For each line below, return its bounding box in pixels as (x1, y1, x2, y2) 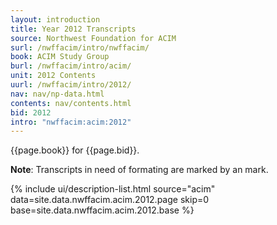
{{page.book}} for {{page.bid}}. (10, 144, 140, 156)
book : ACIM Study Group (10, 52, 110, 62)
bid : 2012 (10, 107, 52, 118)
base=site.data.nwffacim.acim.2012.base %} (10, 204, 195, 216)
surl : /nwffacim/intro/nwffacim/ (10, 42, 150, 53)
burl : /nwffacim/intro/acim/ (10, 61, 132, 71)
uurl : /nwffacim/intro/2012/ (10, 80, 132, 90)
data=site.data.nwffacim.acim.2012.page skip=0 (10, 194, 210, 206)
